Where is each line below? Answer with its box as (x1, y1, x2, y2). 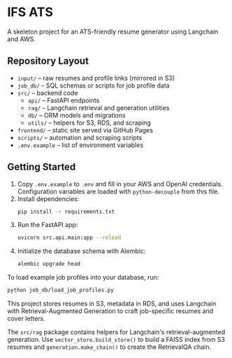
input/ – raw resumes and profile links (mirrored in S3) (17, 74, 175, 82)
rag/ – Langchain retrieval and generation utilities (27, 103, 170, 112)
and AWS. (7, 34, 36, 43)
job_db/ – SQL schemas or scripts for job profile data (17, 81, 170, 90)
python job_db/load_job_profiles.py (7, 287, 114, 294)
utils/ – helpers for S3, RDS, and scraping (27, 118, 152, 127)
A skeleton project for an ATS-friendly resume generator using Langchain (7, 27, 219, 36)
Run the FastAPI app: (17, 221, 78, 229)
